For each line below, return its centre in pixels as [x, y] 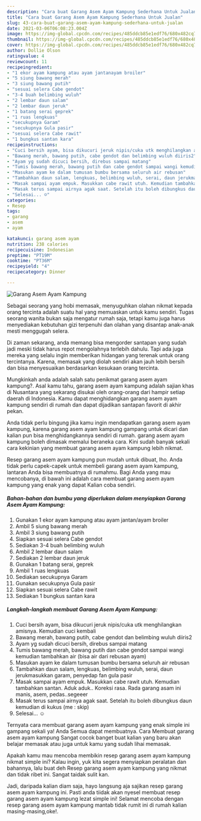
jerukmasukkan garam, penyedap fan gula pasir [74, 675]
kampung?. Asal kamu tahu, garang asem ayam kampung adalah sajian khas [101, 386]
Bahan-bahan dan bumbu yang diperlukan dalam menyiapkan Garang [96, 498]
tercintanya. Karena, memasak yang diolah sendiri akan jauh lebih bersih [96, 361]
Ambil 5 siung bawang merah [51, 526]
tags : [13, 211]
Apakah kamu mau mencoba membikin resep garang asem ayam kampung [99, 755]
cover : [15, 45]
